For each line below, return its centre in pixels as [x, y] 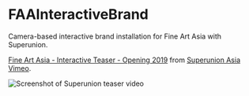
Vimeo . [20, 68]
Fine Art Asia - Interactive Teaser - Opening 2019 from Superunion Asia [124, 60]
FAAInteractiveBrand [78, 15]
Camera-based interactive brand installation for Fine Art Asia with [115, 36]
